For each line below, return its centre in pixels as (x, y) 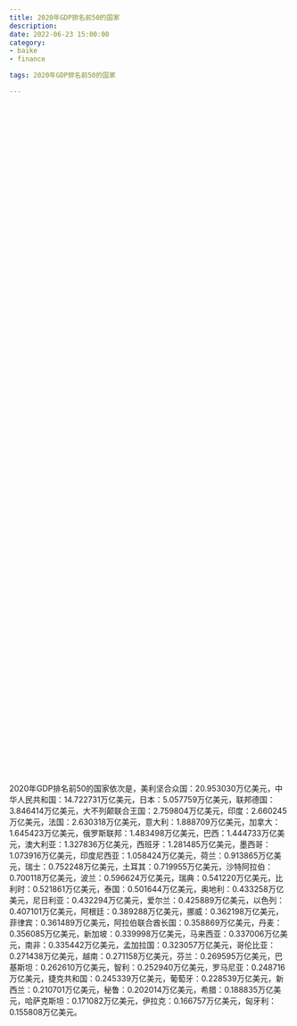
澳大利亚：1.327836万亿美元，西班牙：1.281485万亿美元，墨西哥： (148, 844)
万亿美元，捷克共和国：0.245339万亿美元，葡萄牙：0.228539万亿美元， (143, 978)
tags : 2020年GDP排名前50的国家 (62, 76)
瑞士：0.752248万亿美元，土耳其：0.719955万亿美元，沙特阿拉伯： (149, 866)
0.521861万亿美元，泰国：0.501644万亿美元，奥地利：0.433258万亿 (158, 889)
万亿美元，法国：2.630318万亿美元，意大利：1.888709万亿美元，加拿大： (145, 822)
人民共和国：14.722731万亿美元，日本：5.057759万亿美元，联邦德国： (146, 799)
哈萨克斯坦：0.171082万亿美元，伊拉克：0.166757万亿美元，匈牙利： (151, 1001)
